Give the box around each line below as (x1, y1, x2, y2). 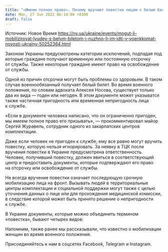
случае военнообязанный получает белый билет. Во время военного (5, 82, 153, 88)
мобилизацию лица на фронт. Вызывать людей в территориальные (5, 180, 148, 186)
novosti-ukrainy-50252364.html (5, 41, 71, 47)
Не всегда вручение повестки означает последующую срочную (5, 175, 143, 181)
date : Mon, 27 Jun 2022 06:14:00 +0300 (5, 12, 88, 17)
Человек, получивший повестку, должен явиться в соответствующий (5, 154, 154, 160)
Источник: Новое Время (5, 31, 57, 37)
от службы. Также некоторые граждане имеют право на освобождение (5, 61, 159, 68)
